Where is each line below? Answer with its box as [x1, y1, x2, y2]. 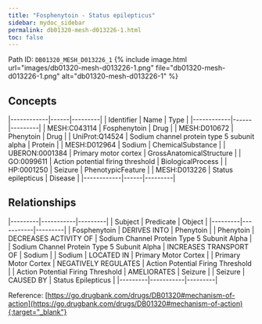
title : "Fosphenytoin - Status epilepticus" [8, 11, 156, 20]
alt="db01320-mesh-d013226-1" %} [61, 71, 178, 81]
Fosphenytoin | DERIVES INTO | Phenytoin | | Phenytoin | [72, 225, 255, 235]
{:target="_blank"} [8, 307, 67, 316]
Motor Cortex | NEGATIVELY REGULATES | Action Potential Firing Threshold [8, 258, 252, 268]
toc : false [8, 33, 44, 42]
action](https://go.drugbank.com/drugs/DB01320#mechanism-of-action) [8, 299, 243, 308]
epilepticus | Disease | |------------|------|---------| [8, 173, 176, 183]
